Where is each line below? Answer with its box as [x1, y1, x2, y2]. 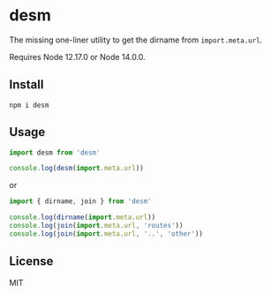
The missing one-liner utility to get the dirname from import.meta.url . [9, 34, 263, 45]
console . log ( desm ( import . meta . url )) [9, 164, 144, 173]
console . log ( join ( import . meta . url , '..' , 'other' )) [9, 229, 203, 238]
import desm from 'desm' [9, 147, 101, 157]
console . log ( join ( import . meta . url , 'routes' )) [9, 222, 184, 231]
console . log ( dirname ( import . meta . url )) [9, 213, 156, 222]
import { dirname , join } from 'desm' [9, 197, 152, 206]
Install [9, 77, 44, 93]
